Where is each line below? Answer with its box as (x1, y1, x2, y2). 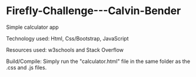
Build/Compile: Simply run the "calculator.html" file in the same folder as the (6, 58, 190, 65)
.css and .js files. (6, 63, 47, 71)
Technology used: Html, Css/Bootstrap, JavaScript (6, 35, 129, 42)
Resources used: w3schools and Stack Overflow (6, 46, 124, 53)
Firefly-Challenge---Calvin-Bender (6, 4, 181, 18)
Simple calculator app (6, 24, 59, 31)
